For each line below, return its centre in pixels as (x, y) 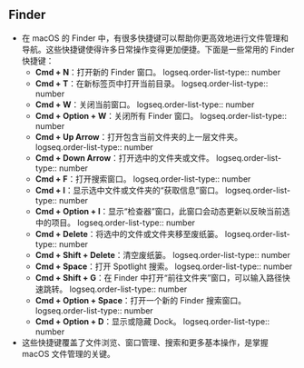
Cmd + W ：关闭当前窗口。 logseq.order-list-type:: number (145, 104)
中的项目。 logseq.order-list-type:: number (115, 223)
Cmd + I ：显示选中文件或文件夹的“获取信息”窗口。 (129, 190)
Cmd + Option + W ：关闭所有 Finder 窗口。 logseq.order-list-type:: (161, 115)
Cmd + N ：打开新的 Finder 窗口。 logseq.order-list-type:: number (158, 72)
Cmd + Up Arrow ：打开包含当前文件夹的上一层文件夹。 (138, 136)
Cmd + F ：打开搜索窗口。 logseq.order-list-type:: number (143, 179)
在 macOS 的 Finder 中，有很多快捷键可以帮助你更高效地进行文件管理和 (155, 38)
